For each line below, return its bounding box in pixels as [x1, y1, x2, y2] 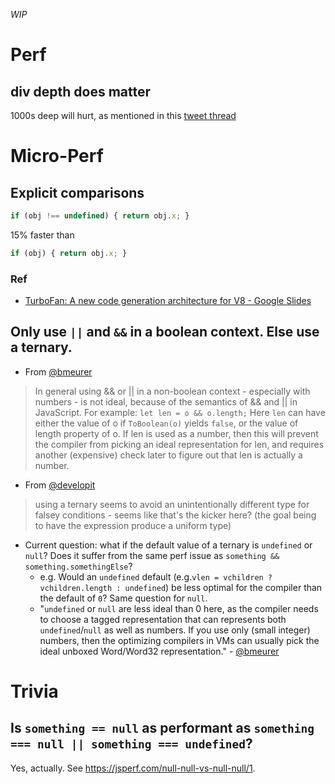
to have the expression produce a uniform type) [34, 519, 232, 531]
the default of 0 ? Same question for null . [39, 592, 208, 604]
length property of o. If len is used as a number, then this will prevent [34, 427, 319, 439]
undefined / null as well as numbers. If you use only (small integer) [39, 624, 311, 636]
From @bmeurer [24, 365, 93, 378]
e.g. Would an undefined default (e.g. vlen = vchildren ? [39, 570, 273, 583]
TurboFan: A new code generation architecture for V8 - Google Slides [24, 295, 312, 307]
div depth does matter [10, 83, 151, 100]
